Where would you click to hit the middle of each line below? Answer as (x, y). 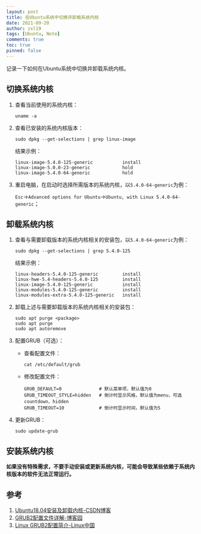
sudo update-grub (36, 431)
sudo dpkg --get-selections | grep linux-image (75, 139)
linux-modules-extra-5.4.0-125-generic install (78, 295)
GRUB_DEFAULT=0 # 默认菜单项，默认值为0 (88, 389)
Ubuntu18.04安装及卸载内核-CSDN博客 (63, 510)
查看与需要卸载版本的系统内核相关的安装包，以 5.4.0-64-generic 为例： (102, 240)
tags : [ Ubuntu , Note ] (33, 34)
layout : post (22, 12)
